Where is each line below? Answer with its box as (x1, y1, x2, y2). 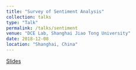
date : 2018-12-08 (6, 36, 49, 42)
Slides (6, 57, 21, 65)
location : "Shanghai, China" (6, 42, 78, 48)
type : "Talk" (6, 19, 38, 25)
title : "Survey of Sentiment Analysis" (6, 8, 105, 15)
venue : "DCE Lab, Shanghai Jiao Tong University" (6, 31, 131, 36)
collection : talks (6, 14, 51, 20)
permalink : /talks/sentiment (6, 25, 78, 31)
